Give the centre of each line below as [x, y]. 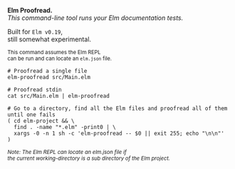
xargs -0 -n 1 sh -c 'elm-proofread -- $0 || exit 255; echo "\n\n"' [119, 133]
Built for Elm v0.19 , [35, 32]
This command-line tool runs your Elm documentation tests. [95, 18]
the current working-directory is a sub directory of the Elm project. [89, 158]
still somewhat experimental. [49, 39]
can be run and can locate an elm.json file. [60, 58]
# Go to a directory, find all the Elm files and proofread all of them [117, 108]
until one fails [31, 115]
